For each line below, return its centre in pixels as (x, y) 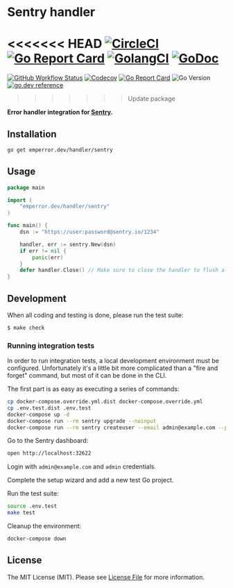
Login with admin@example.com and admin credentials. (82, 467)
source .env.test (32, 506)
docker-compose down (37, 539)
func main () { (28, 226)
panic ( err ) (48, 258)
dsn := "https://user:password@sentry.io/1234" (89, 232)
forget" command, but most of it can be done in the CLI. (87, 376)
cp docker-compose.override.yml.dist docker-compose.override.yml (105, 402)
